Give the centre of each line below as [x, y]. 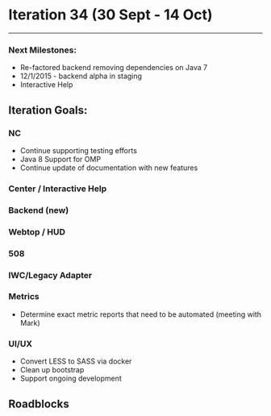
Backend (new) [39, 210]
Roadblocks [39, 404]
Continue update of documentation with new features [109, 168]
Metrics [24, 297]
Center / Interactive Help [58, 189]
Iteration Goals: [48, 110]
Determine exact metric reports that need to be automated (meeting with [141, 314]
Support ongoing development [71, 379]
